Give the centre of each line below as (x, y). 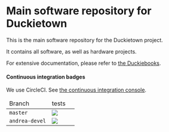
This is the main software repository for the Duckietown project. (84, 40)
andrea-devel (28, 121)
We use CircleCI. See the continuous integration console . (76, 90)
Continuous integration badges (46, 77)
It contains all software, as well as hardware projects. (72, 51)
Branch (19, 103)
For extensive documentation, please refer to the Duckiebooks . (84, 63)
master (19, 113)
